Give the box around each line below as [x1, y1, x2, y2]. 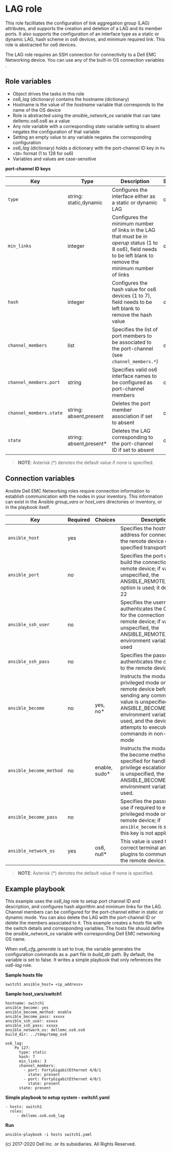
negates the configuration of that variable [12, 129, 100, 135]
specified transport [120, 544, 166, 551]
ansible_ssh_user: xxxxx [5, 1018, 58, 1024]
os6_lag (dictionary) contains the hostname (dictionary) [12, 96, 129, 102]
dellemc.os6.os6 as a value [12, 118, 70, 124]
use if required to [120, 804, 161, 811]
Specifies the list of [111, 326, 158, 333]
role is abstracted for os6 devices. [5, 41, 77, 47]
